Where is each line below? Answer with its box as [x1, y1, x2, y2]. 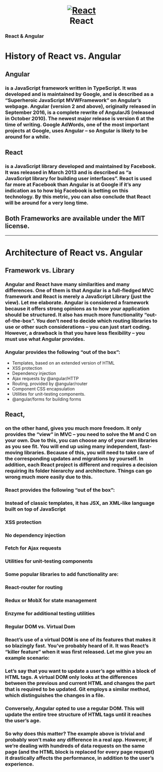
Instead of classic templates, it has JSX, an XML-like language [5, 499, 155, 506]
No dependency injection [5, 532, 66, 538]
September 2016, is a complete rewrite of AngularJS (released [5, 109, 154, 116]
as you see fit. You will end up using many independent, [5, 443, 139, 450]
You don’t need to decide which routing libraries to [36, 317, 158, 324]
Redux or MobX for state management [5, 597, 97, 604]
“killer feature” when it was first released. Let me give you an [5, 648, 152, 655]
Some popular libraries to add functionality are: [5, 571, 119, 578]
